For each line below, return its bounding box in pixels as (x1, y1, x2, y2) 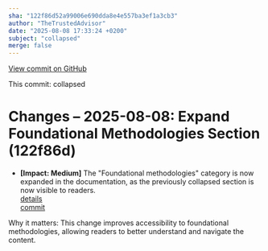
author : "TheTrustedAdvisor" (8, 19, 106, 27)
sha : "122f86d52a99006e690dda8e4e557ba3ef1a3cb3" (8, 11, 179, 20)
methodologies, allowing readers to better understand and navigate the (8, 227, 244, 237)
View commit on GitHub (8, 64, 87, 73)
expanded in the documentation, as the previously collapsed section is (19, 177, 254, 187)
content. (8, 235, 36, 245)
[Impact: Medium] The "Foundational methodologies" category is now (19, 168, 254, 178)
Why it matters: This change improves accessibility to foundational (8, 218, 229, 228)
